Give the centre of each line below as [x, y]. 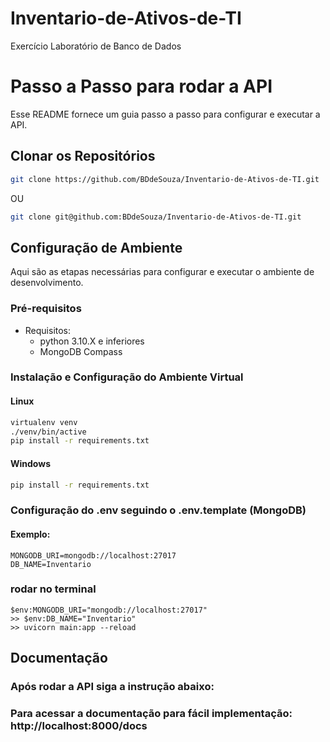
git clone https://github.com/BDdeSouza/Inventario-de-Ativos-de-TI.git [165, 179]
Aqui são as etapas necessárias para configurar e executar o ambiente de [162, 272]
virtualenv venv [44, 422]
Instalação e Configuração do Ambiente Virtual [127, 377]
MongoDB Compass [81, 351]
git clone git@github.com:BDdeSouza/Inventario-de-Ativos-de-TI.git [156, 217]
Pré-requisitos [46, 309]
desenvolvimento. [47, 283]
